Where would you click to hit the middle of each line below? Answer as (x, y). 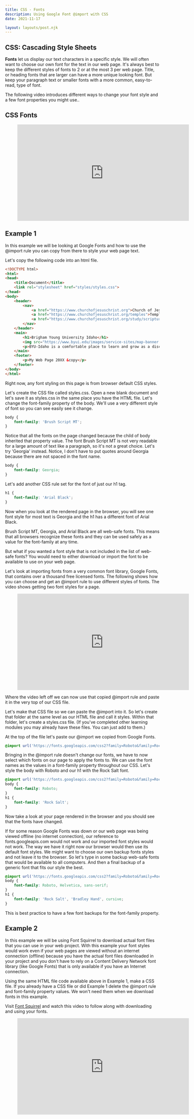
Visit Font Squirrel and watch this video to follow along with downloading (78, 1006)
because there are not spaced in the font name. (53, 456)
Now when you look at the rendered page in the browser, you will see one (79, 511)
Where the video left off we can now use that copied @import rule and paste (82, 697)
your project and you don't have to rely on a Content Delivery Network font (81, 961)
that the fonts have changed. (34, 821)
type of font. (29, 85)
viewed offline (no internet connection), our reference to (62, 836)
